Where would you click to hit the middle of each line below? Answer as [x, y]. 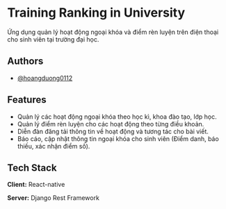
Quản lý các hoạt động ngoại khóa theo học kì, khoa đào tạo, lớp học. [117, 117]
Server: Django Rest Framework [53, 198]
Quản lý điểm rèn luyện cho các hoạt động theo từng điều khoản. [111, 124]
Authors [25, 61]
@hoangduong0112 [45, 78]
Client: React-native [36, 185]
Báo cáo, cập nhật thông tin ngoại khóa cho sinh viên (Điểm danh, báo [118, 139]
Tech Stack [32, 168]
